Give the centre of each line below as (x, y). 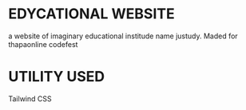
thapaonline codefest (43, 44)
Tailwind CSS (30, 98)
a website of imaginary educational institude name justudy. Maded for (123, 36)
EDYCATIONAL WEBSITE (91, 14)
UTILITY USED (57, 77)
